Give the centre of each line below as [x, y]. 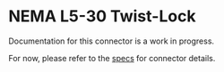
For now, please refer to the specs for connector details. [112, 58]
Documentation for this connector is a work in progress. [112, 41]
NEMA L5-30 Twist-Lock [102, 16]
